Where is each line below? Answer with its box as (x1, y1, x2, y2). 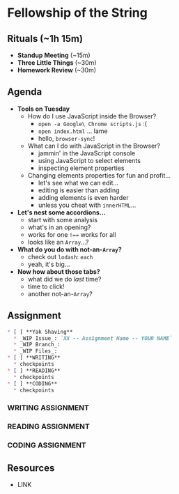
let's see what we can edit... (38, 178, 119, 187)
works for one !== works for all (27, 230, 116, 238)
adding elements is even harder (38, 193, 129, 201)
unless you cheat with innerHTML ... (38, 201, 137, 209)
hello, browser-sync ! (38, 134, 95, 142)
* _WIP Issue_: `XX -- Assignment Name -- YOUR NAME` (13, 334, 173, 342)
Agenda (7, 86, 42, 98)
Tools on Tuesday (17, 105, 70, 113)
